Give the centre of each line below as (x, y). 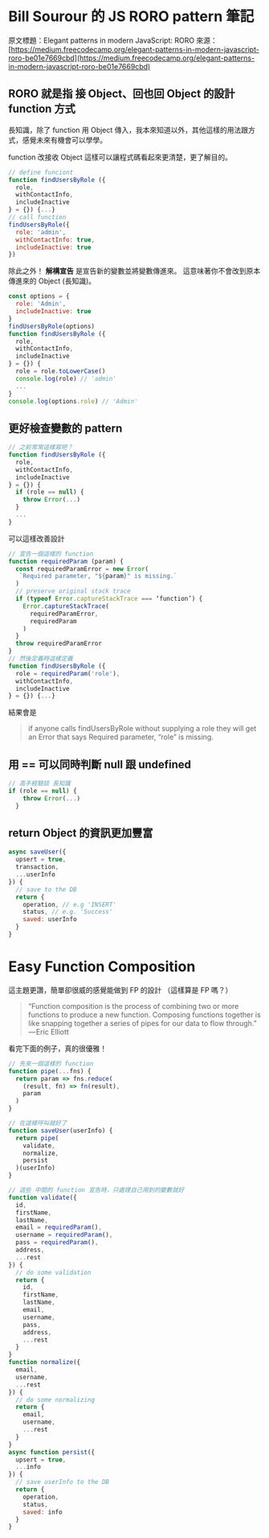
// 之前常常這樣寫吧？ (41, 448)
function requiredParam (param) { (66, 561)
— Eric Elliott (49, 1032)
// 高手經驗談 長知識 (39, 783)
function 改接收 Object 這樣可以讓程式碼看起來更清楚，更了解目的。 (120, 157)
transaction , (37, 867)
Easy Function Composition (102, 967)
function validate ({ (43, 1197)
